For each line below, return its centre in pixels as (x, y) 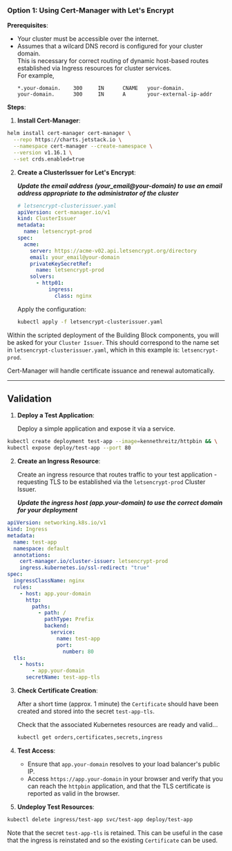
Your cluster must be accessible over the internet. (88, 39)
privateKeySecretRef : (61, 264)
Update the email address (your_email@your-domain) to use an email (119, 186)
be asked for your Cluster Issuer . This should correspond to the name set (113, 342)
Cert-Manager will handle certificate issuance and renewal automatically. (111, 370)
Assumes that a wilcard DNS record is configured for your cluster (110, 46)
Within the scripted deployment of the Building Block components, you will (113, 335)
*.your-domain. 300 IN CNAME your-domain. (101, 89)
